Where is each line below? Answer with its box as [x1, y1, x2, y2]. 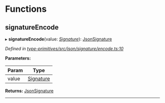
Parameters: [5, 55, 31, 61]
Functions [5, 3, 47, 15]
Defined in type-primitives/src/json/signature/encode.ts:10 [5, 46, 124, 51]
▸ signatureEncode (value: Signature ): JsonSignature [5, 36, 112, 42]
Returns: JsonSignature [5, 88, 54, 94]
